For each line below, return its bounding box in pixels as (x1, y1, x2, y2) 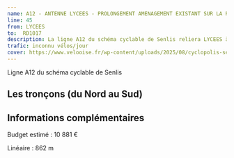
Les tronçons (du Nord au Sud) (7, 88, 143, 100)
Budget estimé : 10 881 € (7, 130, 78, 139)
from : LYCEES (7, 23, 45, 30)
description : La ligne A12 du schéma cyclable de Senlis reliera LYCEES (7, 36, 223, 43)
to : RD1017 (7, 29, 42, 37)
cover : (7, 49, 26, 56)
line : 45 (7, 17, 33, 24)
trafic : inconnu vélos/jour (7, 42, 89, 49)
